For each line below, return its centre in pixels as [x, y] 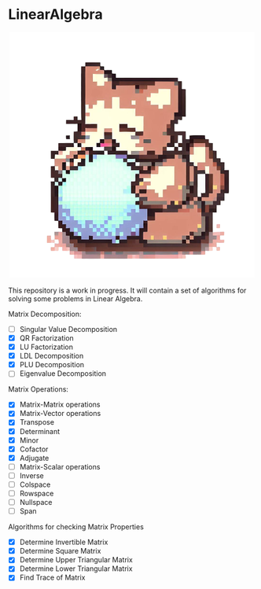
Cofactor [34, 449]
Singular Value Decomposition [68, 329]
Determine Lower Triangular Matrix [76, 569]
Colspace [35, 484]
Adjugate [34, 458]
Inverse [32, 475]
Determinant [40, 431]
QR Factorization [47, 338]
